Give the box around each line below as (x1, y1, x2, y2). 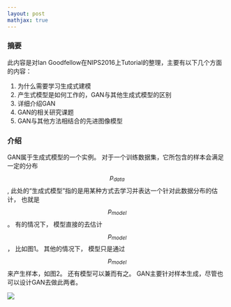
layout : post (7, 10, 45, 17)
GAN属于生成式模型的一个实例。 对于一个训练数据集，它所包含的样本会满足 (7, 153, 225, 161)
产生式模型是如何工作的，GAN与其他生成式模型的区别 (17, 90, 172, 98)
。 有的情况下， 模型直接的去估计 (7, 220, 103, 228)
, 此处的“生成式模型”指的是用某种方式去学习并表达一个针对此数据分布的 (7, 186, 212, 195)
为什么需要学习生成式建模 (17, 82, 91, 90)
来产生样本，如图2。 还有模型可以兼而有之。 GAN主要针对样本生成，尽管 (7, 269, 218, 278)
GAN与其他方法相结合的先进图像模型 (17, 117, 124, 125)
